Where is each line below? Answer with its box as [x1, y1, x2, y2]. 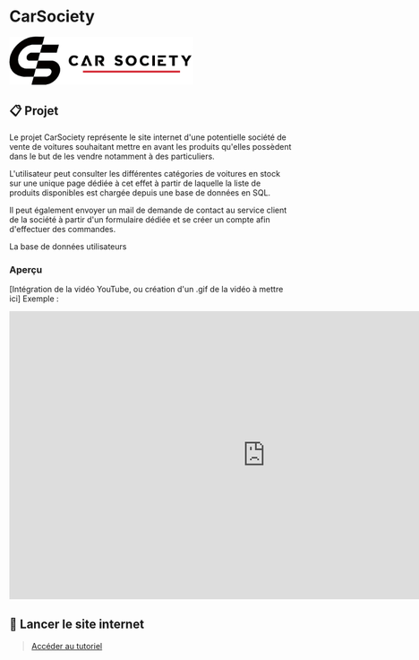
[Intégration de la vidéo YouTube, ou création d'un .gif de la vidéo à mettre [9, 284, 284, 295]
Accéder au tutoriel [30, 640, 103, 651]
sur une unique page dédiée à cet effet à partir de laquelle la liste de [9, 178, 261, 188]
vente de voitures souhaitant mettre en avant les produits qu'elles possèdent [9, 141, 292, 152]
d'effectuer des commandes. [9, 223, 116, 234]
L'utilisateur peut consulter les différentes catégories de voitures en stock [9, 168, 280, 178]
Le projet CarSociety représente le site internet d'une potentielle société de [9, 132, 286, 143]
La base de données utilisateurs [9, 240, 127, 252]
